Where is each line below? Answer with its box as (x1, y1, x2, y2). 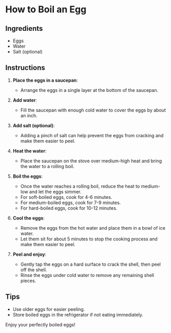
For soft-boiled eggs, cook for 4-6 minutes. (20, 194, 112, 200)
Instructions (5, 63, 45, 72)
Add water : (12, 97, 37, 103)
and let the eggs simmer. (29, 189, 82, 195)
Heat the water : (12, 147, 47, 154)
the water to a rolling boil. (20, 163, 74, 169)
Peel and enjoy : (12, 251, 47, 257)
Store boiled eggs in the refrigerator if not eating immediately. (12, 311, 144, 318)
